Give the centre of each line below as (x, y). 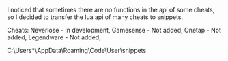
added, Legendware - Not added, (54, 37)
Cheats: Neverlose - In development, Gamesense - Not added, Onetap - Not (114, 30)
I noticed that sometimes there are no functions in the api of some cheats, (111, 10)
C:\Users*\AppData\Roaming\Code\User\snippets (77, 50)
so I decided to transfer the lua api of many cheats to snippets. (95, 17)
